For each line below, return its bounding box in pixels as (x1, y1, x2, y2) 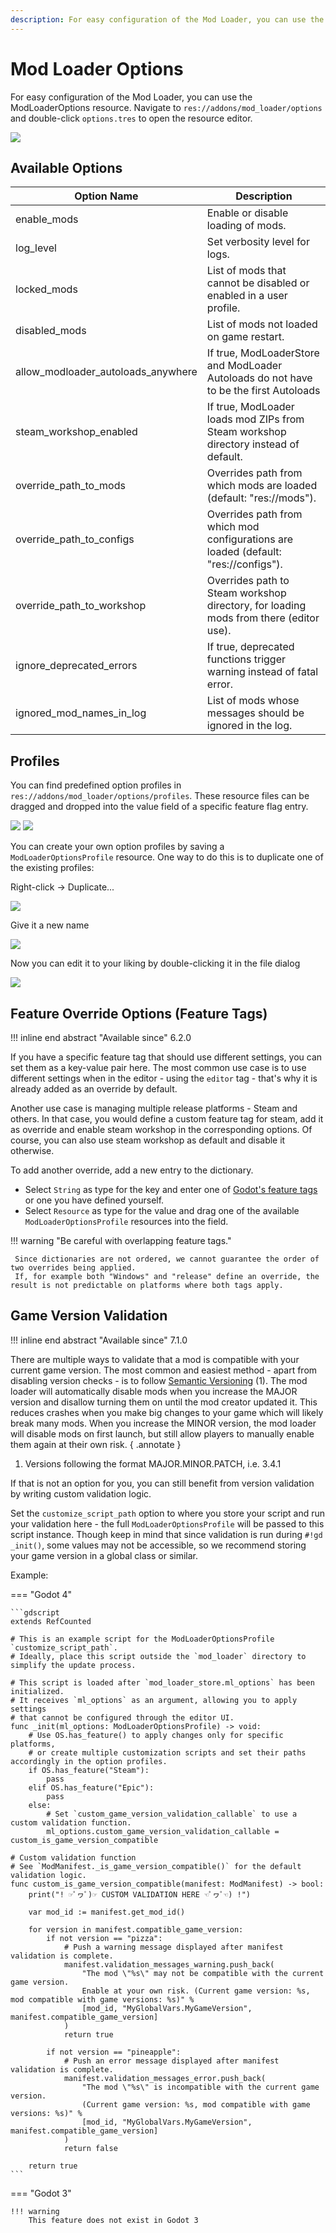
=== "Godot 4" (10, 1588, 73, 1600)
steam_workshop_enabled (15, 425, 138, 439)
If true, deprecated (206, 640, 295, 654)
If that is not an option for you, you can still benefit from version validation (10, 1477, 315, 1489)
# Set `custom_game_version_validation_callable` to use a (46, 1809, 298, 1819)
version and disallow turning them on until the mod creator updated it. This (10, 1396, 318, 1408)
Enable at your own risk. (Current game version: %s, (81, 1986, 311, 1996)
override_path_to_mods (15, 479, 126, 493)
